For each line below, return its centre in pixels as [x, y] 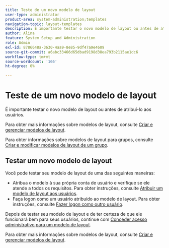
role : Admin [18, 43]
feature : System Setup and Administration [50, 38]
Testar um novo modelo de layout [59, 161]
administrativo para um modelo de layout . [48, 224]
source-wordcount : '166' [31, 61]
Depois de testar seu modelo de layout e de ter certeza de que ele [74, 214]
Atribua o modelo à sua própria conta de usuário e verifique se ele [81, 182]
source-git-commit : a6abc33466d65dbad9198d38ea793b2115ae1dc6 [72, 52]
